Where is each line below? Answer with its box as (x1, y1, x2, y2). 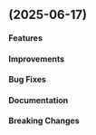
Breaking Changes (8, 115, 80, 126)
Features (8, 32, 43, 43)
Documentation (8, 94, 69, 105)
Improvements (8, 53, 65, 64)
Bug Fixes (8, 74, 47, 85)
